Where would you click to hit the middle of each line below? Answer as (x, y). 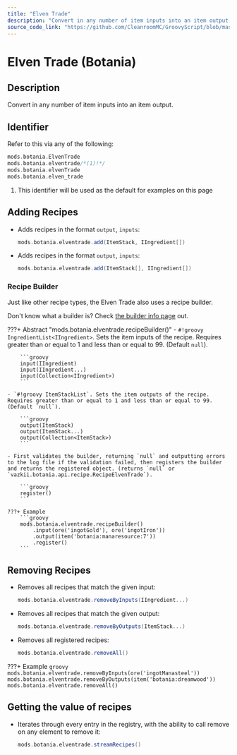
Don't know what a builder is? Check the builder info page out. (98, 315)
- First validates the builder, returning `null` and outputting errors (116, 456)
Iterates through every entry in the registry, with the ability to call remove (123, 724)
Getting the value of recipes (69, 707)
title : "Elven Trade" (39, 14)
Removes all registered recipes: (63, 640)
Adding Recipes (43, 212)
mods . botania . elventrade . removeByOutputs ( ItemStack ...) (101, 627)
